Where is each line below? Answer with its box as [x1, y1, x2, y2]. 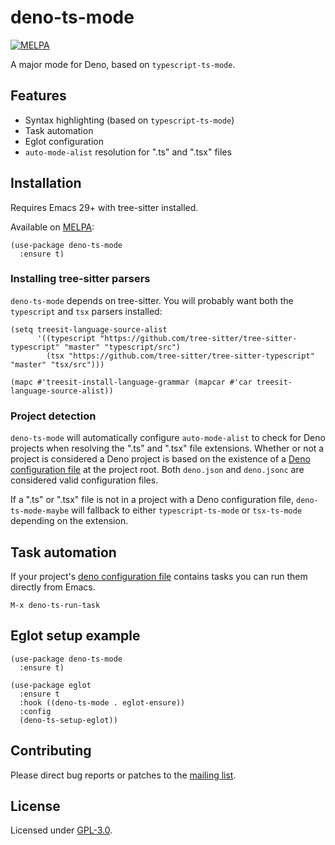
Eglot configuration [24, 135, 104, 147]
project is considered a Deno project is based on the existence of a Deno [10, 453, 311, 465]
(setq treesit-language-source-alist [10, 324, 168, 335]
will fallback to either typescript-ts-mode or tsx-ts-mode [71, 504, 303, 516]
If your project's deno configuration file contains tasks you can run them [10, 570, 308, 582]
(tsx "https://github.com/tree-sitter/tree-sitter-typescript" [46, 351, 315, 361]
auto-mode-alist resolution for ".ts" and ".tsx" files [24, 146, 232, 158]
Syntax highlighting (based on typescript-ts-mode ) [24, 114, 235, 126]
